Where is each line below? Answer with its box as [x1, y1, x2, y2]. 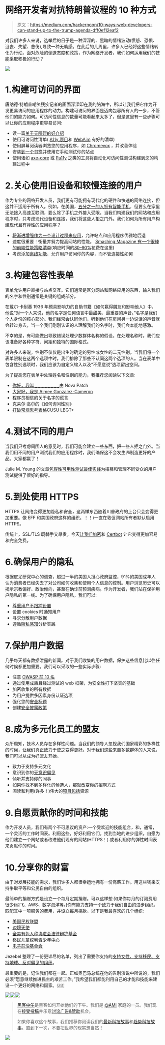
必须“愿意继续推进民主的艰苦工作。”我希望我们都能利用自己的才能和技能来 [5, 976, 153, 982]
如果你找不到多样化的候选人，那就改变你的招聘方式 [12, 782, 116, 788]
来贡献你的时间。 [5, 843, 40, 849]
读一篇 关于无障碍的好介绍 [12, 130, 64, 136]
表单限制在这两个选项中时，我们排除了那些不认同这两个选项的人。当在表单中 [5, 355, 160, 361]
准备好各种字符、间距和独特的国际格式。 [9, 338, 91, 344]
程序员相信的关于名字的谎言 [12, 395, 69, 400]
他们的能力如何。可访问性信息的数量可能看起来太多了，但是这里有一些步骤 [5, 114, 156, 120]
